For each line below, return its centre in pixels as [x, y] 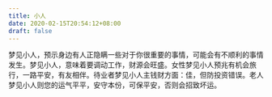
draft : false [30, 31]
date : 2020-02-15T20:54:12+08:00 [65, 23]
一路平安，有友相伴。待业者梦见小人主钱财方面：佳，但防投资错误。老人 [143, 75]
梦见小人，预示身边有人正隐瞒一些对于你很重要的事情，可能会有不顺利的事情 [136, 55]
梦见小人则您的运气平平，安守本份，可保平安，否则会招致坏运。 [115, 85]
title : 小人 [27, 16]
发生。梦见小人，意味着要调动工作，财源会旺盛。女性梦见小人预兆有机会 [129, 65]
